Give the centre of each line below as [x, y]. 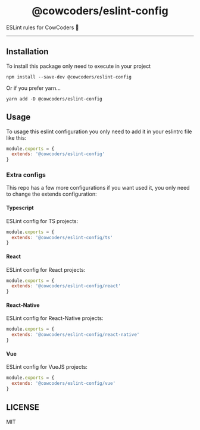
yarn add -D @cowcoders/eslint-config [54, 99]
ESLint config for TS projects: [42, 221]
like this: [16, 137]
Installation [27, 52]
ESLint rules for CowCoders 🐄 [43, 27]
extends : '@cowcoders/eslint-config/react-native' [76, 335]
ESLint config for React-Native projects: [55, 318]
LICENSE [23, 408]
